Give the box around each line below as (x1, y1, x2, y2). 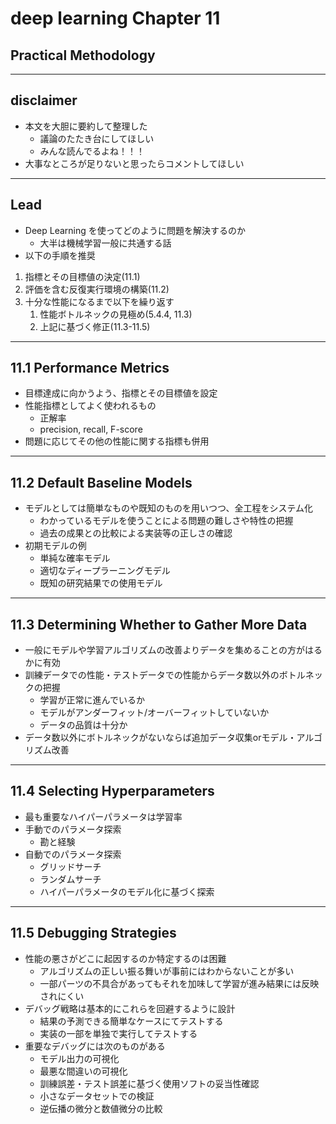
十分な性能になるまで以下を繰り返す (24, 295, 175, 307)
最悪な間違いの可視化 (39, 1065, 128, 1077)
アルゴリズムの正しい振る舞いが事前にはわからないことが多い (39, 965, 295, 977)
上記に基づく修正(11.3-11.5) (39, 320, 151, 332)
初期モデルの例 (24, 540, 87, 552)
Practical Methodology (10, 47, 156, 64)
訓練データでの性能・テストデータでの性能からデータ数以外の (24, 669, 280, 681)
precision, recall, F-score (39, 423, 143, 436)
